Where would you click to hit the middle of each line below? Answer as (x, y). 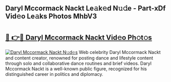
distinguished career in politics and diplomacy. (54, 74)
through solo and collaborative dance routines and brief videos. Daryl (79, 63)
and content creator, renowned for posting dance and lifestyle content (79, 58)
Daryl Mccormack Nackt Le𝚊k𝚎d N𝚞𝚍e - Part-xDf (85, 8)
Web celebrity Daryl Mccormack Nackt (120, 52)
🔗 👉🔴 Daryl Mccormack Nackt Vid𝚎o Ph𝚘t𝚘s (79, 37)
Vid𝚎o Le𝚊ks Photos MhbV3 (51, 17)
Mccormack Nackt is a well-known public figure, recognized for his (76, 69)
